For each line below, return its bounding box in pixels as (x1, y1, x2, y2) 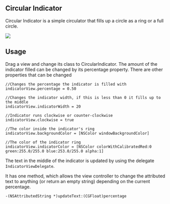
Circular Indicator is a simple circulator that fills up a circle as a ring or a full (5, 17, 164, 23)
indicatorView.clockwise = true (5, 117, 74, 122)
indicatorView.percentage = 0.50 (5, 86, 77, 91)
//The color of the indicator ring (5, 140, 81, 145)
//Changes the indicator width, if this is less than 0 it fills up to (5, 95, 161, 100)
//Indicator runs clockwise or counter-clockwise (5, 113, 113, 118)
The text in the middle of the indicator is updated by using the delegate (5, 158, 155, 164)
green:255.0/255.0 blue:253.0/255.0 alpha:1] (5, 148, 104, 154)
